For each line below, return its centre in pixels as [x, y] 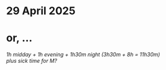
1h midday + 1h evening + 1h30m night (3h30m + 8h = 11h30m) [83, 55]
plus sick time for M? [32, 61]
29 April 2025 [41, 11]
